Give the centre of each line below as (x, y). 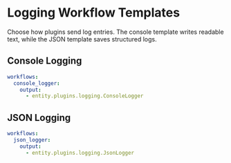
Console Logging (45, 61)
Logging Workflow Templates (94, 13)
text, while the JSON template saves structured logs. (82, 39)
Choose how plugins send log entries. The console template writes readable (115, 32)
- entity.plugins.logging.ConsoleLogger (84, 96)
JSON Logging (39, 118)
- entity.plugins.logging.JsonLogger (80, 153)
